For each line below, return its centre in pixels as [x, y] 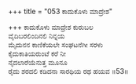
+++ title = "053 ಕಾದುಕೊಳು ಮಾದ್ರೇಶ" [60, 11]
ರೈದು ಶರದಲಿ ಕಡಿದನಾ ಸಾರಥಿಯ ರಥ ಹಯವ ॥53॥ [68, 71]
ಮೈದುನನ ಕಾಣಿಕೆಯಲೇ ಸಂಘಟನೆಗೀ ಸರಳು [56, 45]
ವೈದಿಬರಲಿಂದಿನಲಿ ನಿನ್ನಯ [37, 36]
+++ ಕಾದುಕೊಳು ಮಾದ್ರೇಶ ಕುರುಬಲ [51, 27]
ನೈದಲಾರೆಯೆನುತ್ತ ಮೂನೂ [38, 62]
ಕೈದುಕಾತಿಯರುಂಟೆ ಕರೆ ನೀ [37, 53]
